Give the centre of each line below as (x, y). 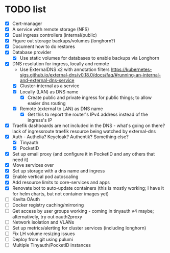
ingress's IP (40, 120)
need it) (20, 160)
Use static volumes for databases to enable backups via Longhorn (89, 58)
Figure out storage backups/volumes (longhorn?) (64, 41)
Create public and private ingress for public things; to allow (90, 97)
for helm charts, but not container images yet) (60, 194)
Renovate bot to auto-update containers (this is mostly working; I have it (88, 188)
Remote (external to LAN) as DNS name (61, 109)
